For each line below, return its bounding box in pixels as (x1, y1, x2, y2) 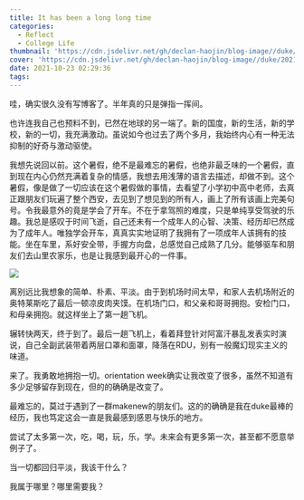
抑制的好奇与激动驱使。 (9, 139, 97, 150)
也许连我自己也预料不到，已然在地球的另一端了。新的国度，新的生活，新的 (9, 117, 287, 128)
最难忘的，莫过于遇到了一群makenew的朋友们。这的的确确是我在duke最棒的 (9, 400, 294, 411)
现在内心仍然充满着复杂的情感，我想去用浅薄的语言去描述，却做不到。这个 (16, 170, 295, 181)
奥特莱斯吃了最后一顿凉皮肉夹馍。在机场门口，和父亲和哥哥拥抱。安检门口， (9, 297, 295, 308)
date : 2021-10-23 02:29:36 (9, 64, 111, 73)
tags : (9, 72, 30, 82)
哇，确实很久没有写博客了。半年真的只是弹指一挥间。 (9, 98, 208, 109)
